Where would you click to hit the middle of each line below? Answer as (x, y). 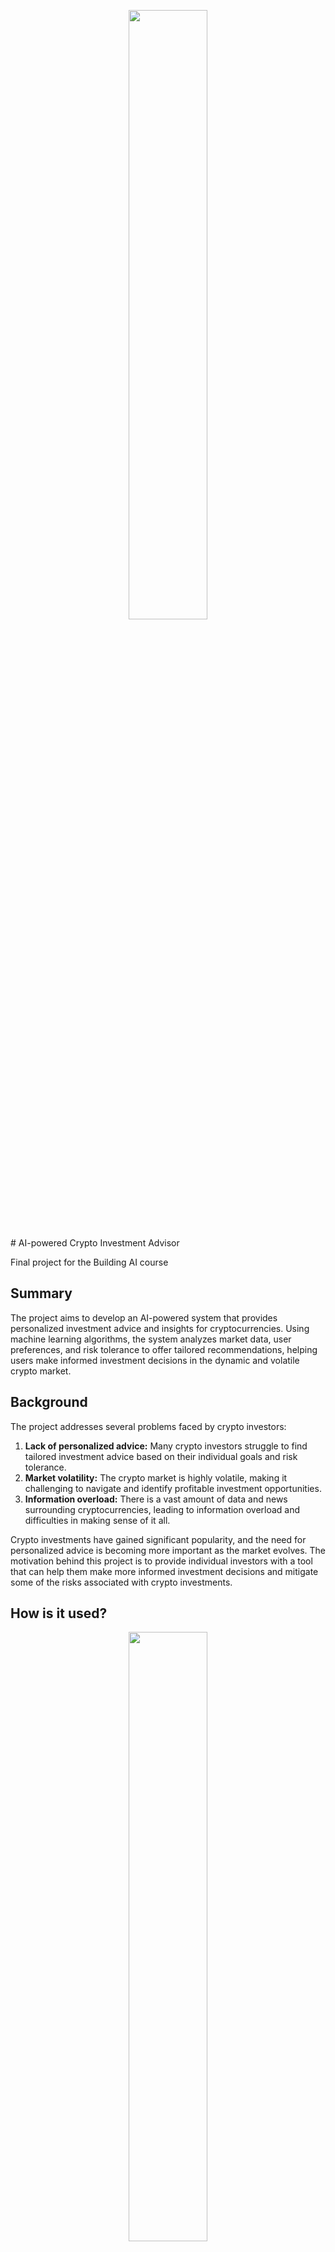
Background (49, 1402)
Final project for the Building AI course (89, 1262)
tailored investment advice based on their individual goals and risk (161, 1456)
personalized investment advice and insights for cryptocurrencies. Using (160, 1328)
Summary (41, 1293)
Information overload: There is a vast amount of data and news (156, 1499)
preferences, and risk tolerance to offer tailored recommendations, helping (164, 1349)
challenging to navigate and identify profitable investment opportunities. (173, 1488)
